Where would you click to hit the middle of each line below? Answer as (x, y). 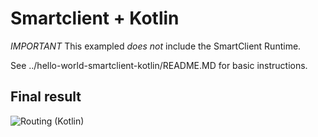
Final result (46, 97)
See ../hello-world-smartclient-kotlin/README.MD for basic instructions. (159, 65)
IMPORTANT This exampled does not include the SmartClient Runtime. (156, 46)
